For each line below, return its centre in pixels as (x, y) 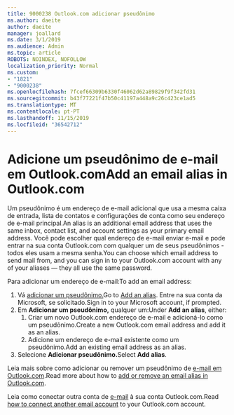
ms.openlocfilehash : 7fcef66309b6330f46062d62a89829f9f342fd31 (102, 92)
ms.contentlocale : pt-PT (43, 111)
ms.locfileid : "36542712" (45, 124)
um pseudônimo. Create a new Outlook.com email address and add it (127, 325)
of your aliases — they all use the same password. (80, 268)
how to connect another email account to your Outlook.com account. (107, 404)
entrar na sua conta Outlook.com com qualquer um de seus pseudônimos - (116, 245)
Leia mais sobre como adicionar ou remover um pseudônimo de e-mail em (115, 368)
